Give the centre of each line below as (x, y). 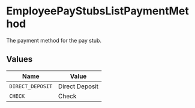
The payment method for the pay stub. (54, 40)
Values (19, 59)
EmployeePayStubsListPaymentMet (97, 11)
